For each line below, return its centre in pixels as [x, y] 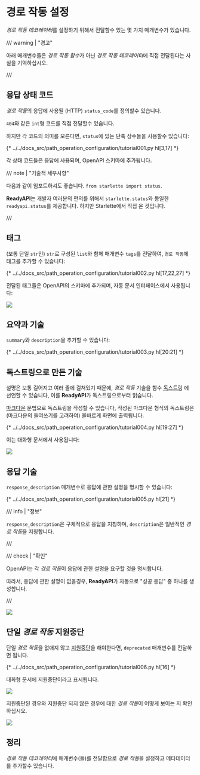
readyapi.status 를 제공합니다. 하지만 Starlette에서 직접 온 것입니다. [86, 206]
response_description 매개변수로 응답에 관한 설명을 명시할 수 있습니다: [90, 487]
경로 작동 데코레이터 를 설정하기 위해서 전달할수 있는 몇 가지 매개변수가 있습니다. [99, 30]
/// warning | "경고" [29, 42]
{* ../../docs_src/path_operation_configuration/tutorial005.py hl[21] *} [91, 499]
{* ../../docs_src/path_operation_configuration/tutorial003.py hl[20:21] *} [95, 352]
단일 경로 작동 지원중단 [45, 632]
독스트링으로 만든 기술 [44, 372]
